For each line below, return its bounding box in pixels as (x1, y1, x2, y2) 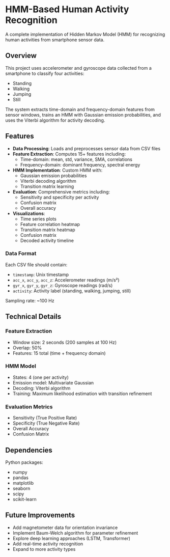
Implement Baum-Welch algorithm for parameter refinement (12, 530, 138, 536)
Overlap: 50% (12, 345, 42, 351)
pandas (12, 475, 29, 481)
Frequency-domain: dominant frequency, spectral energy (20, 161, 140, 168)
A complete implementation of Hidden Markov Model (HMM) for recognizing (5, 31, 165, 37)
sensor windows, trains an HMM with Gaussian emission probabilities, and (5, 112, 161, 118)
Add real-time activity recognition (12, 541, 83, 547)
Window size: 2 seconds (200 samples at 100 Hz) (12, 339, 117, 345)
